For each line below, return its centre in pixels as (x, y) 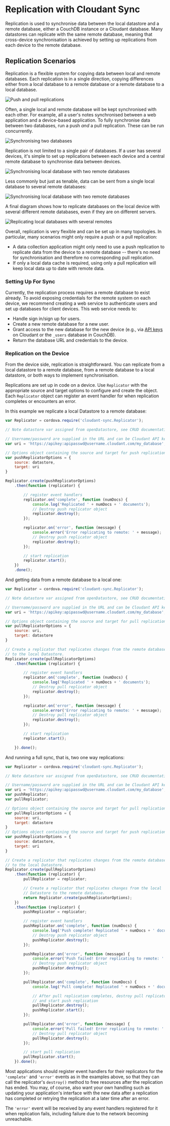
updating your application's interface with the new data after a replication (82, 1093)
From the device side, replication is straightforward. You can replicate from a (85, 364)
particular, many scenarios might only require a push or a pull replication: (81, 237)
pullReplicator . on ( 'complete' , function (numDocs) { (80, 982)
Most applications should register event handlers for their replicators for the (84, 1072)
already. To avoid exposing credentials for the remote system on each (78, 298)
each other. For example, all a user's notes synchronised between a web (81, 114)
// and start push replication (65, 1001)
